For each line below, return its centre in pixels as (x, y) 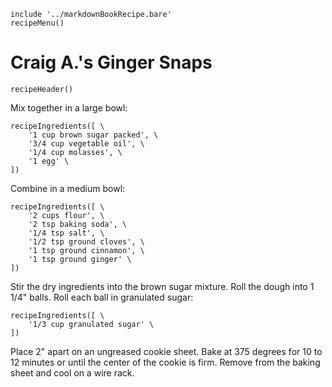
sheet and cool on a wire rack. (72, 372)
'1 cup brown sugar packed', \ (93, 135)
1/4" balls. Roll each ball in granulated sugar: (102, 297)
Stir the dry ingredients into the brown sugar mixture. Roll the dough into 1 (162, 286)
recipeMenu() (37, 23)
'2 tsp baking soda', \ (78, 224)
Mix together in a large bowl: (69, 107)
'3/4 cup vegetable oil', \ (86, 143)
